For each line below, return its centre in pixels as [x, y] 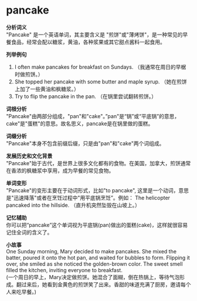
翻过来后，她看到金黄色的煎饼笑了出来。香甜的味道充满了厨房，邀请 [98, 284]
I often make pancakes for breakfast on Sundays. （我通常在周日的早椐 [100, 67]
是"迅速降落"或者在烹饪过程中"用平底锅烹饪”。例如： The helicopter [88, 198]
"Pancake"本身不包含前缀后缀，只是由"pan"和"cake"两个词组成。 [85, 143]
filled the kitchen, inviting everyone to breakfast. [64, 270]
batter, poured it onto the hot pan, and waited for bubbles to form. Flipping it [98, 257]
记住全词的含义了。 [29, 232]
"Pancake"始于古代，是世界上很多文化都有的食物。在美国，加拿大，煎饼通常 [98, 163]
